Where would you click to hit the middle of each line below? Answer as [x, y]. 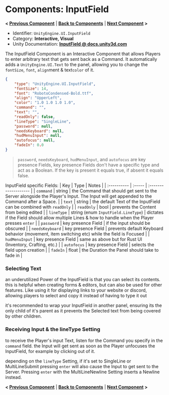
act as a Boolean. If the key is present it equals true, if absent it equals [91, 170]
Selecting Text [23, 268]
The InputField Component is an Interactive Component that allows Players [83, 54]
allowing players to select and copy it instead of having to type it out [76, 296]
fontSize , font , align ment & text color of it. [50, 70]
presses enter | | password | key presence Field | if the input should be [78, 223]
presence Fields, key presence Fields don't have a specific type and [88, 165]
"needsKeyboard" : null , [39, 131]
